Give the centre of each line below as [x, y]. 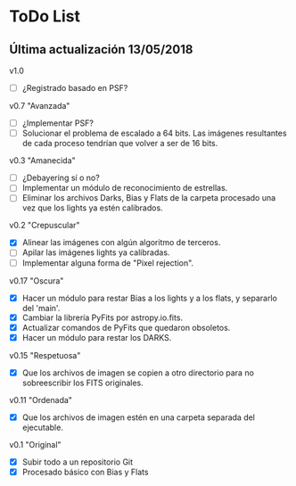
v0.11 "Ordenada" [41, 400]
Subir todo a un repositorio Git [78, 462]
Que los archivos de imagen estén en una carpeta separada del [139, 417]
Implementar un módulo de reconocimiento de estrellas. [125, 188]
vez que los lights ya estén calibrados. [92, 208]
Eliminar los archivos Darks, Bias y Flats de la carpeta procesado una [149, 198]
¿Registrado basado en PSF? [75, 88]
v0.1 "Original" [35, 444]
